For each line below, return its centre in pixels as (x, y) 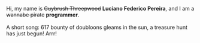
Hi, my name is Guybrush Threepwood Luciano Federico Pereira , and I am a (100, 9)
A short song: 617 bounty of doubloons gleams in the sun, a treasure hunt (97, 27)
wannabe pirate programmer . (43, 15)
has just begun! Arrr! (31, 34)
